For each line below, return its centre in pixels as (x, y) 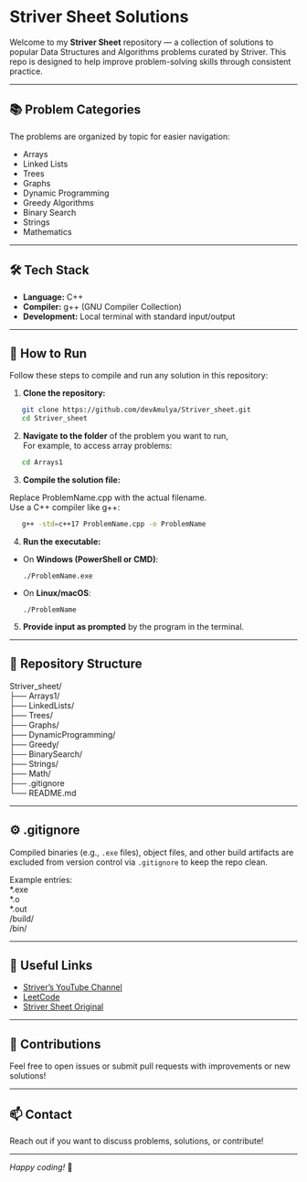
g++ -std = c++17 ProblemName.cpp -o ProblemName (114, 524)
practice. (26, 71)
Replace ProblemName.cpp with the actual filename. (108, 497)
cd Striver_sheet (55, 419)
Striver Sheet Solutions (99, 17)
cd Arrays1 (42, 463)
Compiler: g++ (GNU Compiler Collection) (102, 306)
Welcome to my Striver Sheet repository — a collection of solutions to (142, 42)
